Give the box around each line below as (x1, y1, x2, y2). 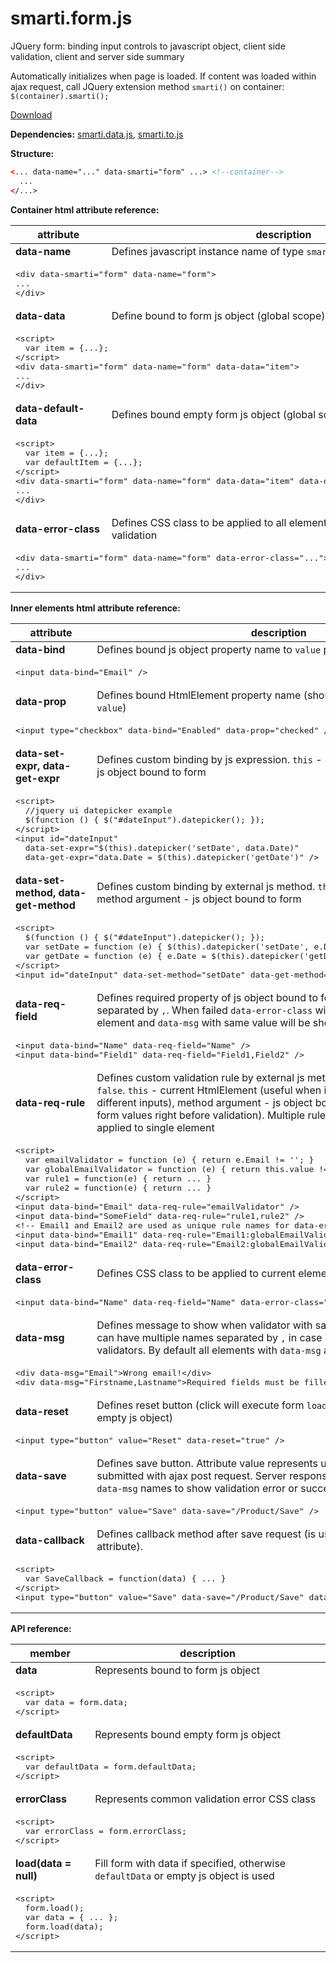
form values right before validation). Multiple (96, 1108, 306, 1122)
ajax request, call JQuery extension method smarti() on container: (10, 80, 285, 92)
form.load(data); (24, 1921, 104, 1932)
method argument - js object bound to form (96, 892, 302, 906)
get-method (15, 898, 76, 912)
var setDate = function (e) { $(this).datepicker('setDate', (24, 941, 310, 952)
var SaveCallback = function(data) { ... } (24, 1573, 227, 1584)
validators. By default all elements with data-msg (96, 1343, 322, 1357)
